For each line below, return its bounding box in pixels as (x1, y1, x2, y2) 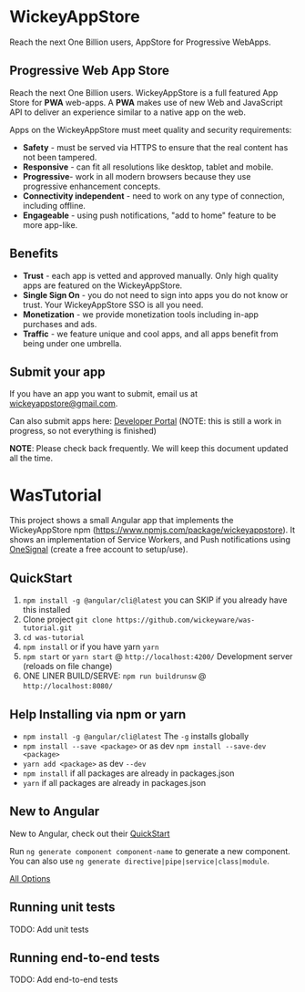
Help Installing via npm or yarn (9, 707, 187, 722)
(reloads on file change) (22, 661, 113, 672)
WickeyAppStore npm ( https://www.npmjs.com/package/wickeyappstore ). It (9, 524, 296, 535)
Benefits (9, 246, 59, 262)
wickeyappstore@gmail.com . (9, 398, 118, 409)
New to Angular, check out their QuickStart (9, 828, 170, 839)
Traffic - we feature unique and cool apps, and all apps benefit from (22, 328, 279, 339)
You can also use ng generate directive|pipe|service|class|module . (9, 855, 270, 866)
